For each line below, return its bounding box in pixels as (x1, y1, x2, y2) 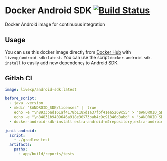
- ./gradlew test (14, 137, 50, 143)
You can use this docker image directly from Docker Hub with (5, 49, 131, 55)
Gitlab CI (5, 74, 32, 82)
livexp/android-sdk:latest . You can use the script (5, 54, 109, 60)
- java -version (9, 101, 43, 106)
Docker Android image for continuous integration (5, 21, 105, 27)
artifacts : (9, 142, 32, 147)
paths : (14, 147, 28, 152)
